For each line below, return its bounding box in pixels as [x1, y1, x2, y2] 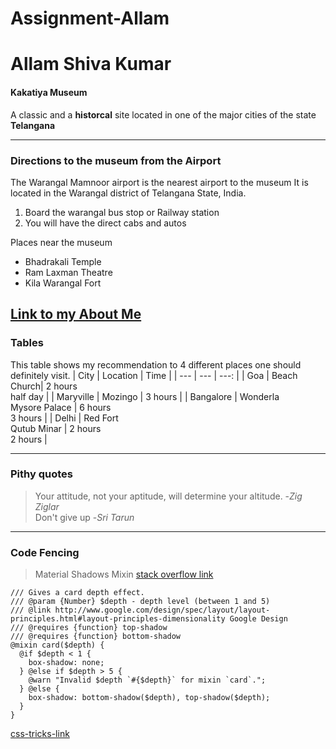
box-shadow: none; [28, 658, 105, 668]
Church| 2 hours [10, 380, 78, 392]
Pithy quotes [10, 467, 73, 481]
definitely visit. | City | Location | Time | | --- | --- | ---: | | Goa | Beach [10, 369, 298, 381]
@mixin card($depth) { [10, 640, 105, 651]
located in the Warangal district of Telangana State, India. [10, 187, 247, 199]
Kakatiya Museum [10, 86, 88, 98]
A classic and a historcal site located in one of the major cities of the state [10, 108, 317, 121]
